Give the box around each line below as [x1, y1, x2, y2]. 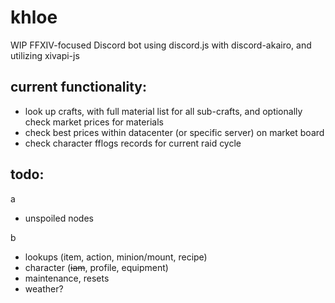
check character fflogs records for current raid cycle [24, 137, 242, 149]
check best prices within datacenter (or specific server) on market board [24, 126, 325, 138]
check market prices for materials [24, 116, 164, 128]
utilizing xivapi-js [10, 49, 80, 61]
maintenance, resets [24, 272, 110, 284]
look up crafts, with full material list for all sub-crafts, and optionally [24, 105, 303, 117]
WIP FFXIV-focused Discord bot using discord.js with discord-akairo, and [10, 39, 312, 51]
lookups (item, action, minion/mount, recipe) [24, 251, 208, 263]
